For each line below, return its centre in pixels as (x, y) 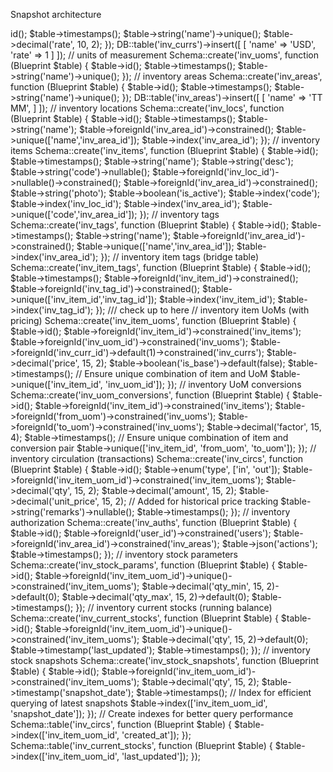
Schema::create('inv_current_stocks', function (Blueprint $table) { (144, 618)
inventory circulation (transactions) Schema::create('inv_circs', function (157, 458)
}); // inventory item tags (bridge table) (180, 257)
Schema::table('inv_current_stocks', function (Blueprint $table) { (141, 745)
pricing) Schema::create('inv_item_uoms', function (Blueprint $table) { (153, 320)
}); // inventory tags (179, 214)
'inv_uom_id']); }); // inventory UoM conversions (203, 384)
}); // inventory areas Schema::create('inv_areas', (222, 76)
